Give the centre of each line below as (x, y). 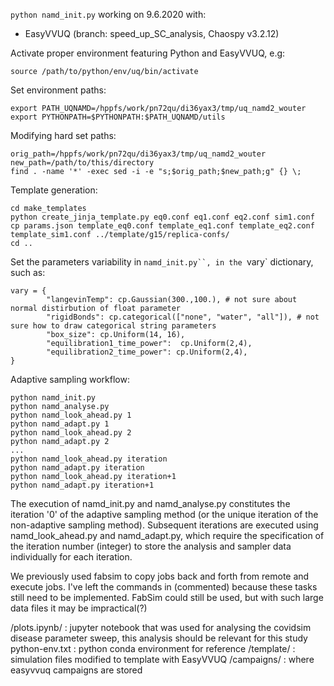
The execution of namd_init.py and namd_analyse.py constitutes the (150, 503)
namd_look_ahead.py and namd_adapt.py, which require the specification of (167, 535)
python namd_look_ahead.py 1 (71, 415)
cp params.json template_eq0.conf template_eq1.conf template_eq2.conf (162, 226)
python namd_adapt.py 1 (60, 424)
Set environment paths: (58, 90)
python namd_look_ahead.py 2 (71, 433)
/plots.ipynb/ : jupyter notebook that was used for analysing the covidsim (161, 627)
